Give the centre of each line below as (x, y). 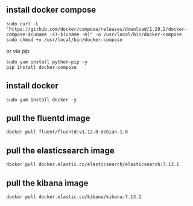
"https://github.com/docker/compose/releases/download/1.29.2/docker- (97, 29)
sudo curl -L (23, 24)
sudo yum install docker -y (42, 100)
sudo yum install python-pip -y (47, 62)
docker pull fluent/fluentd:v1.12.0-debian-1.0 (67, 132)
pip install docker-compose (42, 67)
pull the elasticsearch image (60, 150)
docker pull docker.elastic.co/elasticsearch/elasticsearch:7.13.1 (93, 165)
